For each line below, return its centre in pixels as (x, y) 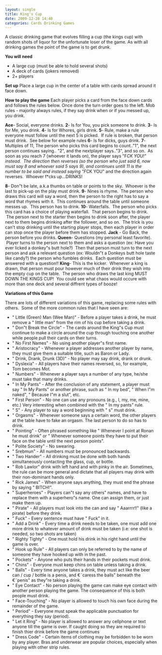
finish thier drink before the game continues (56, 632)
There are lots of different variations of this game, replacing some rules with (81, 303)
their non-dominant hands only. (43, 477)
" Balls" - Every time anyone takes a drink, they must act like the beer (81, 570)
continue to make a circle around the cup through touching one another (83, 333)
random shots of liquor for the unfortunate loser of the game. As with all (77, 42)
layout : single (20, 9)
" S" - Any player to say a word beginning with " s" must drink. (74, 410)
